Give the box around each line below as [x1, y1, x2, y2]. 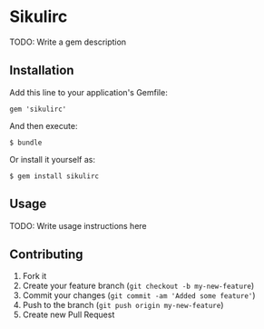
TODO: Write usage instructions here [9, 220, 147, 231]
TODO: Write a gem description [9, 36, 127, 47]
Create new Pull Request [22, 309, 115, 320]
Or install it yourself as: [9, 154, 95, 164]
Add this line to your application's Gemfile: [9, 86, 168, 97]
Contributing [9, 246, 83, 262]
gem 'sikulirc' [9, 105, 67, 114]
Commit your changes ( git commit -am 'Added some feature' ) [22, 290, 256, 301]
